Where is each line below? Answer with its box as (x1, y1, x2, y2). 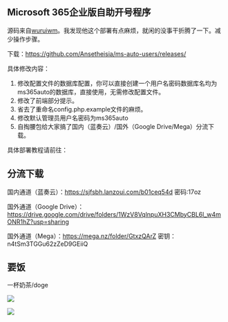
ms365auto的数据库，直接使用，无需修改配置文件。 (17, 87, 165, 96)
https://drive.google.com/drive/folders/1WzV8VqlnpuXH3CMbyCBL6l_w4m (7, 210, 221, 218)
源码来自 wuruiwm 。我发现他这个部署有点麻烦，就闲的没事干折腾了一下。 (7, 26, 216, 35)
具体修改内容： (7, 64, 50, 73)
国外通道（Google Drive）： (7, 202, 84, 211)
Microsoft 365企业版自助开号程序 (7, 6, 151, 19)
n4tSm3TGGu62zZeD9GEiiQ (7, 240, 88, 248)
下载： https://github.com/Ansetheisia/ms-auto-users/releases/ (7, 49, 187, 57)
